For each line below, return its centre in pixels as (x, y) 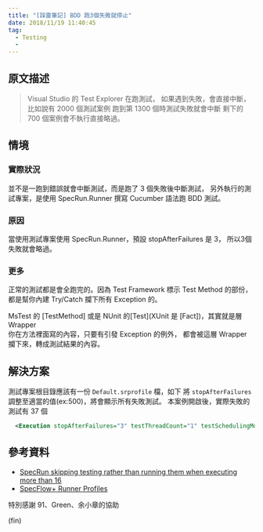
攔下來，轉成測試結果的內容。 (56, 344)
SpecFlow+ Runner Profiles (63, 488)
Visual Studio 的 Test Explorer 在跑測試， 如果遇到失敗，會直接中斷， (139, 98)
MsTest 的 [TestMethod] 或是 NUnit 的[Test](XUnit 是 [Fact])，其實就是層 (125, 316)
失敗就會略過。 (32, 249)
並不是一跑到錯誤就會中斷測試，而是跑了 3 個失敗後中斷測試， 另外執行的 (126, 188)
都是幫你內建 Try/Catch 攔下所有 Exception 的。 (85, 300)
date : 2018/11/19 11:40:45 (52, 23)
